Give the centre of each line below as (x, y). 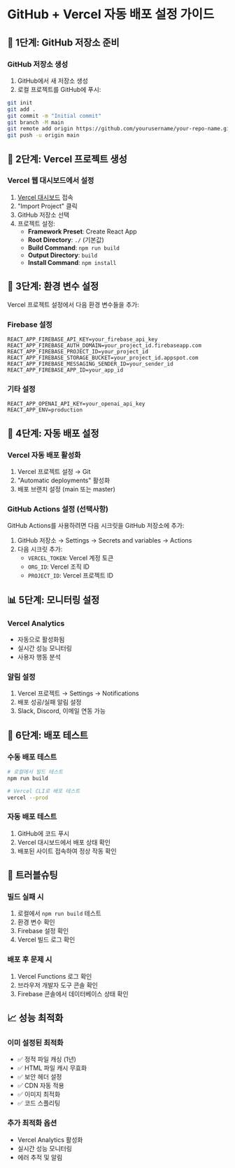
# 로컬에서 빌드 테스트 (35, 772)
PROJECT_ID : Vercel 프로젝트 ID (71, 576)
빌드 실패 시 (26, 897)
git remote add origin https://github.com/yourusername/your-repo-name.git (120, 129)
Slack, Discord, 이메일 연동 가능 (62, 711)
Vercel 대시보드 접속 (45, 197)
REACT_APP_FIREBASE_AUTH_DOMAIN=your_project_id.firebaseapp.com (104, 345)
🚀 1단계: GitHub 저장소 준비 (64, 42)
